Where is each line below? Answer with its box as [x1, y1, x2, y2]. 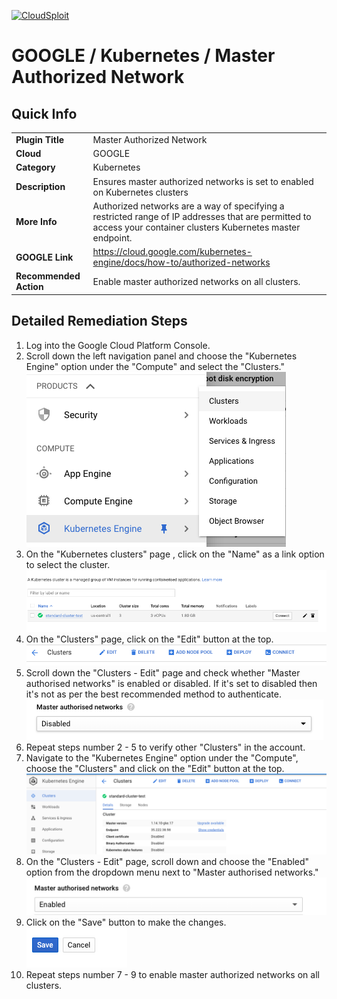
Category [15, 161, 56, 174]
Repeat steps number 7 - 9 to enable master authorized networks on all [25, 968, 320, 980]
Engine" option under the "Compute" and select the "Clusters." [25, 360, 285, 372]
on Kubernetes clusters [92, 186, 189, 198]
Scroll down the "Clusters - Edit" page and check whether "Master [25, 666, 301, 679]
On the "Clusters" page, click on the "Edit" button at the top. [25, 633, 274, 645]
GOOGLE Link [15, 251, 74, 263]
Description [15, 181, 66, 192]
